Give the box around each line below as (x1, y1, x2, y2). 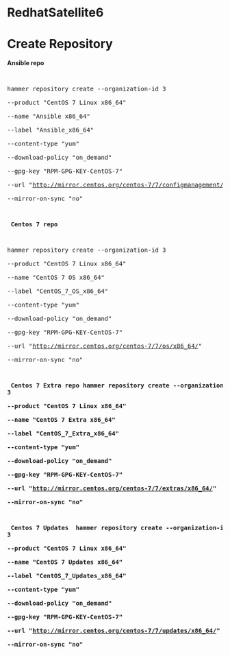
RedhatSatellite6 (7, 5, 104, 21)
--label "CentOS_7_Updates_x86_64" (7, 572, 127, 580)
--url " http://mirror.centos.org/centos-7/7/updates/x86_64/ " (7, 627, 220, 635)
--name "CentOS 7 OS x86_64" (7, 274, 105, 282)
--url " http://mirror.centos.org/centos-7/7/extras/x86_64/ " (7, 485, 217, 492)
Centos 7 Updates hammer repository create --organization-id (10, 524, 228, 532)
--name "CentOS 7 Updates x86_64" (7, 558, 123, 567)
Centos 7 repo (10, 221, 58, 228)
